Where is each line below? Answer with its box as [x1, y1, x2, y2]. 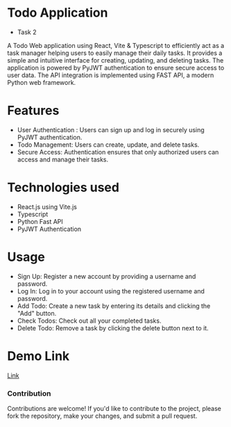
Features [7, 103, 60, 119]
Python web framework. [7, 78, 76, 86]
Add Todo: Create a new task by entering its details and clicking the [17, 301, 211, 310]
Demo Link [7, 348, 70, 364]
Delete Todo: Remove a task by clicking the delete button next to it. [17, 323, 209, 332]
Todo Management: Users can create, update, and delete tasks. [17, 140, 200, 149]
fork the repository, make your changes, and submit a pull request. [7, 412, 198, 420]
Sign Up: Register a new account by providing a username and [17, 272, 196, 280]
